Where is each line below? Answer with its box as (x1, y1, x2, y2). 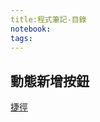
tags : (10, 33, 33, 43)
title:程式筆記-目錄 (10, 14, 87, 25)
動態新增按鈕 (10, 72, 90, 90)
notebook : (10, 24, 52, 34)
